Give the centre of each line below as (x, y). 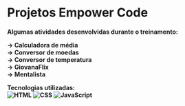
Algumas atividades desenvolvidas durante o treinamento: (93, 32)
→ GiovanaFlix (28, 67)
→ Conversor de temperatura (50, 59)
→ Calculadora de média (43, 45)
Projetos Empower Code (78, 13)
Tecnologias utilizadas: (41, 87)
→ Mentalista (26, 74)
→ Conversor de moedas (43, 52)
